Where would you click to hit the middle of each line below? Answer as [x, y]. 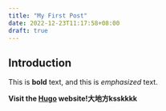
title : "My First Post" [48, 16]
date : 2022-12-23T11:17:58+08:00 [64, 23]
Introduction [40, 63]
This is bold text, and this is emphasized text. [83, 82]
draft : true [28, 30]
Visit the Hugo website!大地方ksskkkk [73, 99]
